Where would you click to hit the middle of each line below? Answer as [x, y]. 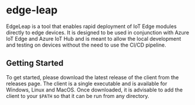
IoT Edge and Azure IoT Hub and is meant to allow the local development [94, 38]
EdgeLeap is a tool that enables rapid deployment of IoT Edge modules [91, 26]
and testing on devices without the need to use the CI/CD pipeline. [86, 45]
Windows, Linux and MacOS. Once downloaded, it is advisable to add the [95, 90]
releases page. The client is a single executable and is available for [87, 83]
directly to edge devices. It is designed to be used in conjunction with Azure [97, 32]
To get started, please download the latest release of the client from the [93, 77]
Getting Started [35, 63]
